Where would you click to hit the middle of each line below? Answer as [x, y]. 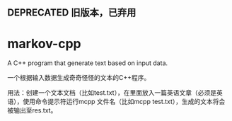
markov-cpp [44, 44]
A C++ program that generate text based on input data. [88, 63]
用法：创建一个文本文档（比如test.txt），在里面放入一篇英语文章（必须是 [112, 93]
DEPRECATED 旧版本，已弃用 [72, 13]
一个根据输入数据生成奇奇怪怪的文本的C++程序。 [79, 78]
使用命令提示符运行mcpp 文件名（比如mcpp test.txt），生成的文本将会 [124, 102]
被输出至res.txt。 [32, 110]
